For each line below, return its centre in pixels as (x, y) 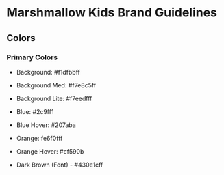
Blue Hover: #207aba (46, 125)
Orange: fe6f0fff (39, 138)
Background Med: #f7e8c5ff (56, 85)
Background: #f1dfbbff (48, 72)
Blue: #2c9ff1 (35, 111)
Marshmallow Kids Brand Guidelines (112, 13)
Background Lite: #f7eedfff (54, 98)
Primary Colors (32, 57)
